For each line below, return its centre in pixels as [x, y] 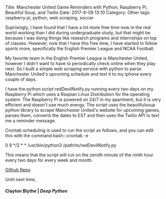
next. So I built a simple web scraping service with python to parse [73, 69]
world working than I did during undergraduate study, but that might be [78, 33]
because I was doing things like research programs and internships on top [81, 38]
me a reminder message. [31, 121]
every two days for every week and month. [49, 160]
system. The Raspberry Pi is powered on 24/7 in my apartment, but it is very [83, 99]
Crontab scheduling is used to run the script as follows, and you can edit [79, 130]
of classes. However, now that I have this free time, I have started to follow [81, 43]
